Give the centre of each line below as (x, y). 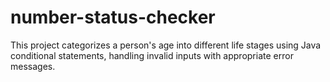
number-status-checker (113, 17)
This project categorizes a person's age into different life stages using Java (166, 45)
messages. (33, 66)
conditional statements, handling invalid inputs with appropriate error (152, 55)
